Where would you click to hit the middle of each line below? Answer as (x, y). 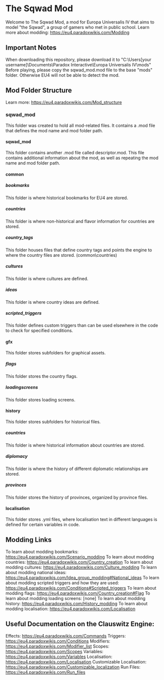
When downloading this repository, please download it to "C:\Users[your (79, 60)
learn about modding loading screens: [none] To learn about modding (76, 598)
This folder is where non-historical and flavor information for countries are (80, 221)
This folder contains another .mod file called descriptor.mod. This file (75, 153)
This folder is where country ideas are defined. (52, 302)
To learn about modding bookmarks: (42, 552)
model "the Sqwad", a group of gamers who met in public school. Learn (77, 27)
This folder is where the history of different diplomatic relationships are (77, 469)
